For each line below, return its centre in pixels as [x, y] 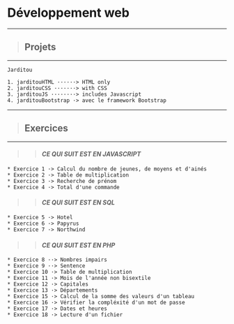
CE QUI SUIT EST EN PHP [78, 245]
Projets [40, 47]
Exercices [46, 128]
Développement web [69, 13]
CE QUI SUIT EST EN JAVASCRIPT [91, 154]
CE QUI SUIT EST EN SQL [78, 202]
